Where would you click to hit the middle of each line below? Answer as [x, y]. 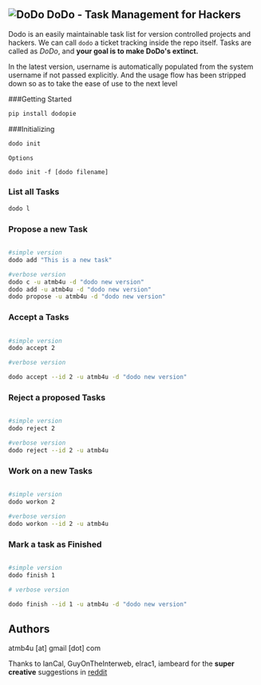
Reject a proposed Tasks [57, 398]
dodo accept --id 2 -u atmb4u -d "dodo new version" [98, 377]
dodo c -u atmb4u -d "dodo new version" [77, 282]
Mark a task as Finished [55, 544]
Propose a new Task [48, 229]
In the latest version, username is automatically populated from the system [131, 66]
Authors [29, 629]
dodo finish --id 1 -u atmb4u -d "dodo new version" [98, 604]
